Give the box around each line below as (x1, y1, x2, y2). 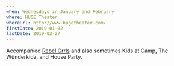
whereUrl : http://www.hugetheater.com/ (6, 20, 107, 26)
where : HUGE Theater (6, 14, 58, 20)
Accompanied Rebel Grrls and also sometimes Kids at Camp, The (6, 47, 169, 54)
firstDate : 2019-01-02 (6, 25, 63, 32)
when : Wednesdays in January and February (6, 8, 114, 15)
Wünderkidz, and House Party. (6, 54, 82, 61)
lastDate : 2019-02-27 (6, 31, 61, 37)
